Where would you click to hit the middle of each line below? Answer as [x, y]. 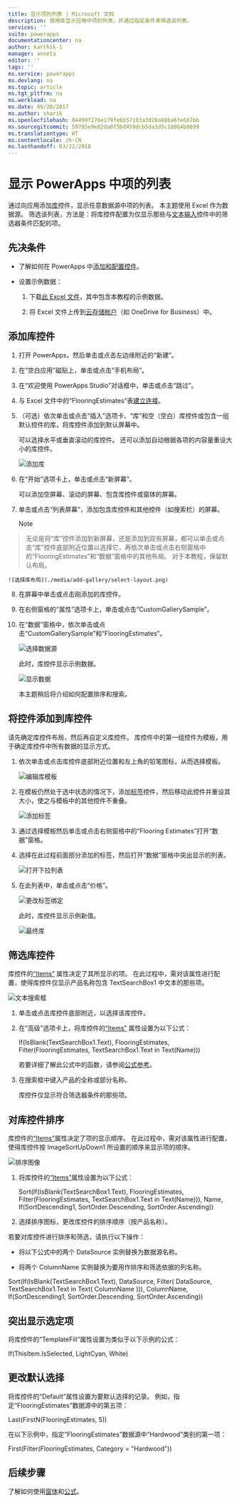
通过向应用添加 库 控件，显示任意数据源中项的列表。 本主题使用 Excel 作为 [115, 205]
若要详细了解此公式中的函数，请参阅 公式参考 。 [87, 1065]
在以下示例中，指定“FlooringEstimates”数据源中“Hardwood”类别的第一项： [117, 1434]
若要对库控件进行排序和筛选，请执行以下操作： [76, 1237]
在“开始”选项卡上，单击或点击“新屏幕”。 [77, 479]
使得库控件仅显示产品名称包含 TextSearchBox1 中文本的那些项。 [114, 983]
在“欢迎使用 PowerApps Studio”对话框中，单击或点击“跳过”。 [108, 385]
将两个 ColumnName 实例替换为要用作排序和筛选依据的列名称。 [112, 1267]
